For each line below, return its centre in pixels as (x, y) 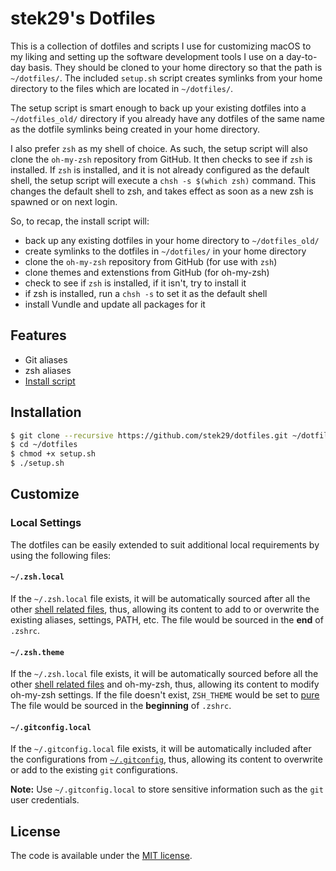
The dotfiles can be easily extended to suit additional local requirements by (165, 544)
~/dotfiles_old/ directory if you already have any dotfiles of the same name (167, 118)
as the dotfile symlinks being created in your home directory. (135, 129)
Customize (45, 494)
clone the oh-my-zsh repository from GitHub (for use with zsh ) (151, 261)
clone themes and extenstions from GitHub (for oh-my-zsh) (147, 272)
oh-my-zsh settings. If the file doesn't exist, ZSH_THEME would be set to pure (165, 695)
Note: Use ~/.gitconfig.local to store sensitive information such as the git (167, 789)
